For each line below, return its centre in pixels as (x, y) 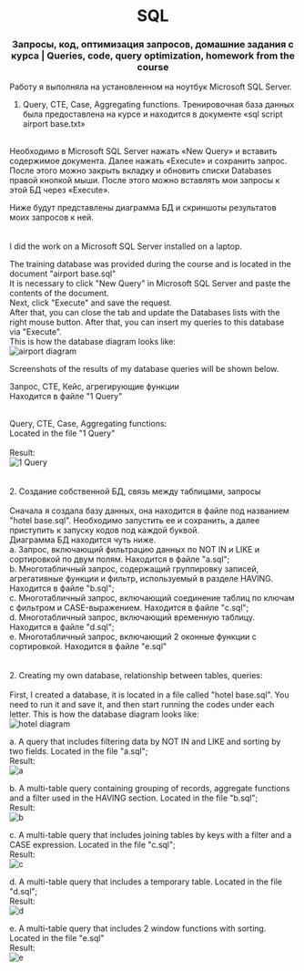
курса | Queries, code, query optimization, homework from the (153, 56)
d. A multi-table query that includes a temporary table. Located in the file (146, 882)
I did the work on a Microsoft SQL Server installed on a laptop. (126, 246)
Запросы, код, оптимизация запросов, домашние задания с (153, 45)
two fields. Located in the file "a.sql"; (79, 751)
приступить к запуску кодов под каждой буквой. (105, 531)
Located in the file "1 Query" (62, 433)
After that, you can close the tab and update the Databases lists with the (145, 313)
